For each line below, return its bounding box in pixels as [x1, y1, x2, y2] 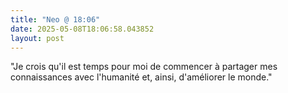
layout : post [10, 33, 65, 43]
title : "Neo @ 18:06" [10, 14, 101, 25]
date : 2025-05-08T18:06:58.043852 [10, 24, 155, 34]
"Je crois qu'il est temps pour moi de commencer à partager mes [10, 61, 278, 73]
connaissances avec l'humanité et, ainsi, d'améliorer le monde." [10, 71, 273, 83]
